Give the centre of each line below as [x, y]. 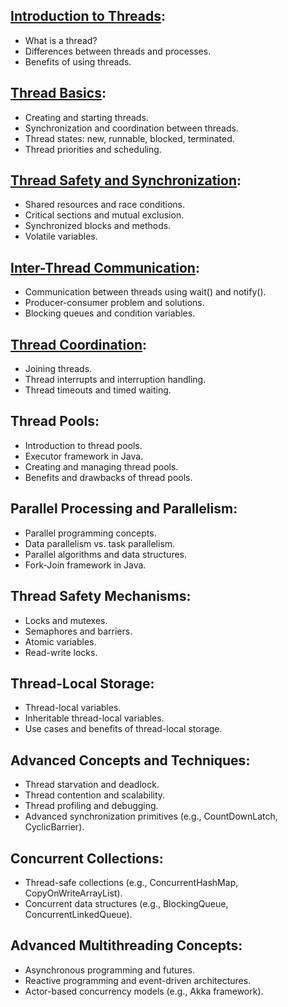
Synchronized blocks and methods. [98, 226]
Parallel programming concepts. [90, 533]
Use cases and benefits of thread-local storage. [123, 729]
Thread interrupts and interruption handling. [115, 380]
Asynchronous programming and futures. [109, 970]
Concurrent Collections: [87, 858]
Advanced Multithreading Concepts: [126, 945]
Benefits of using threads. [78, 61]
